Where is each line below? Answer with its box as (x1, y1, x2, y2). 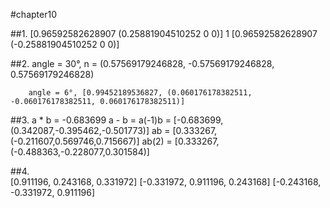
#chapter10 (10, 9, 57, 20)
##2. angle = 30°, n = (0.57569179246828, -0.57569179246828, (10, 58, 275, 69)
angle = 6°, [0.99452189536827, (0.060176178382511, (28, 88, 253, 98)
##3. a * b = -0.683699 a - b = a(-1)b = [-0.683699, (10, 114, 224, 126)
